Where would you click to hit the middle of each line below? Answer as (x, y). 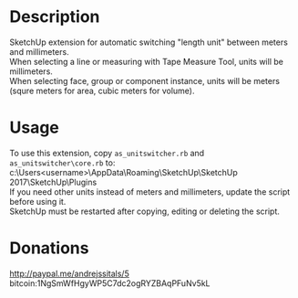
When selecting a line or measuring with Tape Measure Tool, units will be (147, 61)
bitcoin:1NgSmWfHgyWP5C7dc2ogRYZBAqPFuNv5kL (110, 283)
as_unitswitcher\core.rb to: (62, 163)
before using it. (38, 201)
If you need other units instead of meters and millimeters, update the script (150, 192)
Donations (49, 248)
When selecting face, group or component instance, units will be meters (145, 80)
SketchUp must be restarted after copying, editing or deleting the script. (145, 211)
